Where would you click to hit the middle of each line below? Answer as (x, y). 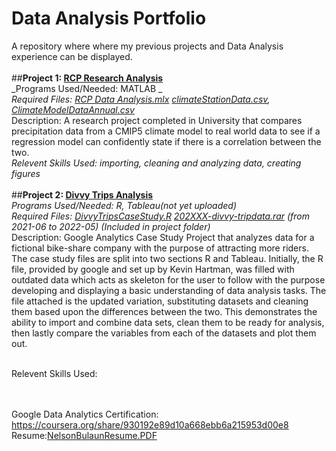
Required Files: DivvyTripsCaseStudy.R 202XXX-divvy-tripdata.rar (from (160, 216)
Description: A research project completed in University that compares (157, 120)
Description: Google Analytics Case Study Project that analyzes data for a (163, 237)
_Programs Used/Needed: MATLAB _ (87, 88)
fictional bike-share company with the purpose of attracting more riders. (160, 248)
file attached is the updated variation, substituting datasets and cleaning (160, 301)
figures (26, 173)
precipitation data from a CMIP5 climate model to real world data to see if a (166, 131)
